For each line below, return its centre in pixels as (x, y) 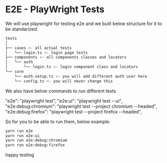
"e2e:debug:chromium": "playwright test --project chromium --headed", (81, 106)
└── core (15, 72)
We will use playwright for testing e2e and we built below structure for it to (84, 24)
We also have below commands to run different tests (61, 91)
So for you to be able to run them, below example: (58, 122)
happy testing (20, 155)
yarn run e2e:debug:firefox (35, 145)
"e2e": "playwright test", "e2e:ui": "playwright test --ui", (64, 101)
